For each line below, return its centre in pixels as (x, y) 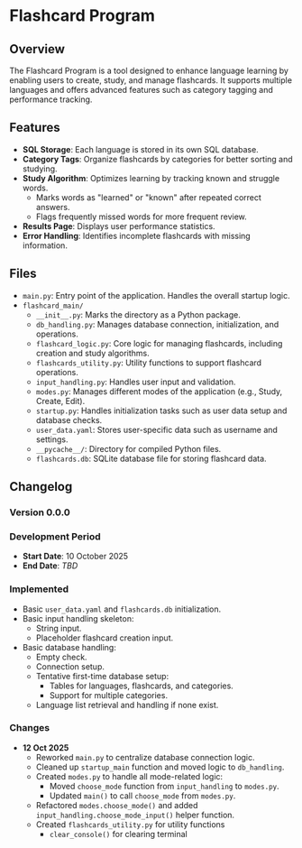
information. (45, 245)
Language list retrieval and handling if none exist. (127, 705)
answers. (53, 207)
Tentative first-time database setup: (102, 676)
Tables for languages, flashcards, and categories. (142, 686)
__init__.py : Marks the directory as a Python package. (138, 314)
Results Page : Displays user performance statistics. (119, 226)
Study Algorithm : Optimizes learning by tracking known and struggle (151, 178)
